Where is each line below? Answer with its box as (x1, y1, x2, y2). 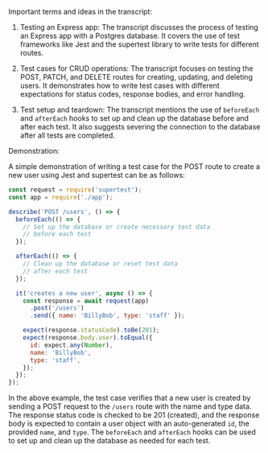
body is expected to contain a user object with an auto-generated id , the (8, 418, 249, 429)
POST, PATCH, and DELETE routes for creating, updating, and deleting (19, 72, 254, 81)
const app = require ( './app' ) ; (8, 193, 113, 201)
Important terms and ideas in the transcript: (8, 7, 153, 16)
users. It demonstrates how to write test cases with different (19, 80, 220, 90)
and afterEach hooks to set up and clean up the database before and (19, 113, 249, 123)
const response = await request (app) (23, 297, 150, 305)
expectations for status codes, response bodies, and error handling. (19, 89, 245, 99)
